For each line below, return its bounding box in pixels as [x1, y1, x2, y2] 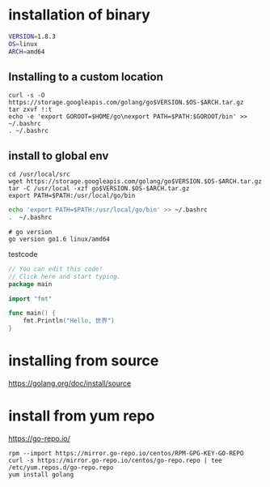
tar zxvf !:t [8, 105, 53, 114]
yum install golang [8, 470, 74, 479]
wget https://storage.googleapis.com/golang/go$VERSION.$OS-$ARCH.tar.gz [8, 177, 263, 186]
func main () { [8, 310, 57, 318]
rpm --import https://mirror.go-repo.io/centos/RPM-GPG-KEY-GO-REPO [8, 449, 244, 457]
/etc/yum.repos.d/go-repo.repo [8, 464, 114, 472]
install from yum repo [8, 407, 155, 425]
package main [8, 280, 53, 288]
